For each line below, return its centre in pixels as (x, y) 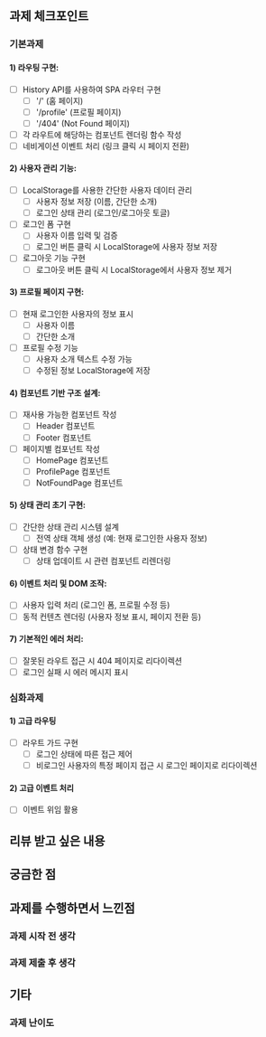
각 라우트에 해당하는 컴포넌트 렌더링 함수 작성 (102, 135)
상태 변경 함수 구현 (55, 550)
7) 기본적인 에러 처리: (46, 639)
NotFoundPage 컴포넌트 (79, 483)
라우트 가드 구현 (50, 743)
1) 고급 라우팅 (33, 721)
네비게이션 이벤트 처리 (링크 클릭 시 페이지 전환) (106, 146)
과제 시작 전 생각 (42, 936)
